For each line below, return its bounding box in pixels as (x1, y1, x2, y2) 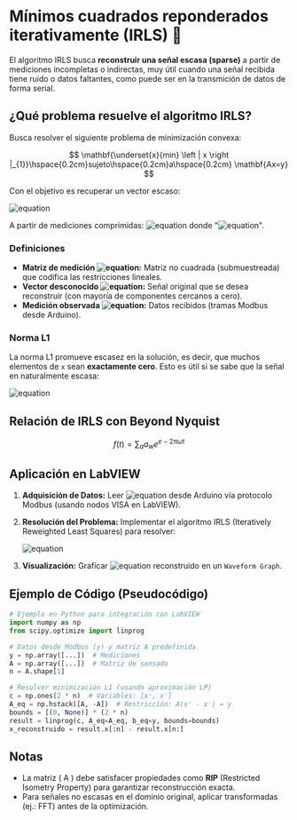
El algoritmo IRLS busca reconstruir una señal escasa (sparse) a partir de (9, 54, 281, 65)
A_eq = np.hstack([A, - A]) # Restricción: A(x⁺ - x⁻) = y (9, 700, 232, 709)
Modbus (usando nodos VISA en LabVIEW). (21, 499, 182, 510)
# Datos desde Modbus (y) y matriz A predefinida (9, 642, 197, 651)
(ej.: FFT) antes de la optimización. (21, 801, 149, 812)
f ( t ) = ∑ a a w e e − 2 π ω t (113, 437, 185, 451)
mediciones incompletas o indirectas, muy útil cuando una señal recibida (9, 64, 275, 75)
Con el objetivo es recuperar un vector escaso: (9, 185, 181, 196)
